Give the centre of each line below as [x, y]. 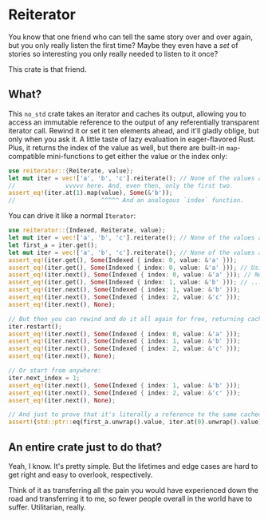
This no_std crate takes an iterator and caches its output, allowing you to [127, 113]
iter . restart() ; [35, 326]
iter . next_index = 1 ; [44, 378]
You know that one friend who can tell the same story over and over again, [130, 37]
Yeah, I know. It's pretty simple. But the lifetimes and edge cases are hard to [133, 466]
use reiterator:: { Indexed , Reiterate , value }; [87, 230]
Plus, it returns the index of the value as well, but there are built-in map [123, 147]
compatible [27, 156]
